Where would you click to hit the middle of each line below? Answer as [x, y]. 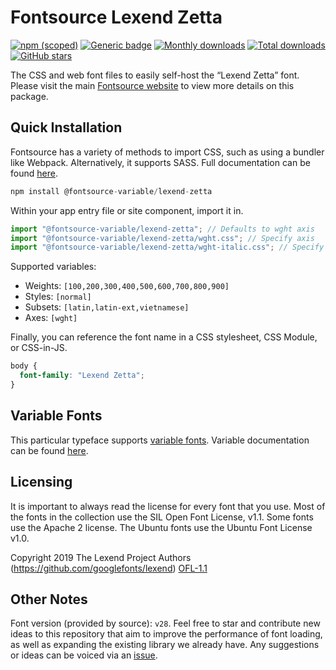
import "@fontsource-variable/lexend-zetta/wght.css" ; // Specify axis [162, 238]
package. [29, 96]
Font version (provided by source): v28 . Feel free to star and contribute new [165, 623]
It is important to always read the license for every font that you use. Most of [168, 506]
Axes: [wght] [51, 318]
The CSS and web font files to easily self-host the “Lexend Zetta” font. [155, 75]
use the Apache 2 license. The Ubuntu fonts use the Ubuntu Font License [161, 527]
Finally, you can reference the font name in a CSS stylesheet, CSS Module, [164, 337]
